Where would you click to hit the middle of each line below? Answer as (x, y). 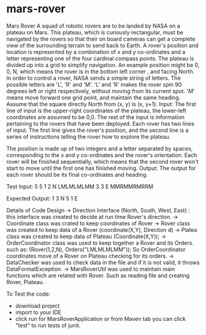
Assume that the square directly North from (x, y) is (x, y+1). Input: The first (101, 104)
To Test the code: (29, 294)
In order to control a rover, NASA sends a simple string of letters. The (93, 78)
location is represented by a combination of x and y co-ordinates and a (96, 52)
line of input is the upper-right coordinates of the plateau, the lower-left (97, 110)
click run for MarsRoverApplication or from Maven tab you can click (100, 318)
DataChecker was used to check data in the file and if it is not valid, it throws (103, 262)
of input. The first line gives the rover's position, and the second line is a (97, 130)
